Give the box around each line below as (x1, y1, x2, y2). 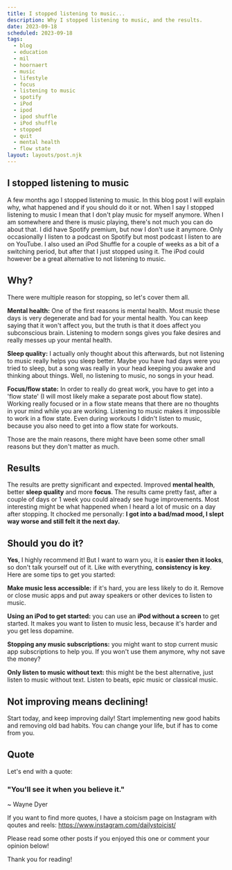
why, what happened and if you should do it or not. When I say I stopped (7, 203, 215, 211)
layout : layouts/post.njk (7, 152, 82, 159)
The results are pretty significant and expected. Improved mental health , (7, 480, 215, 489)
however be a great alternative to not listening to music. (7, 254, 166, 263)
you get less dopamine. (7, 627, 74, 635)
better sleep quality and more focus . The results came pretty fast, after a (7, 488, 217, 496)
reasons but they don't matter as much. (7, 442, 120, 451)
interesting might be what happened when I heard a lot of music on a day (7, 502, 216, 511)
